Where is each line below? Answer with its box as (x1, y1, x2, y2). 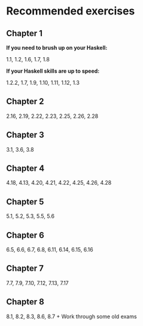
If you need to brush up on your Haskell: (6, 44, 108, 51)
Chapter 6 (6, 230, 45, 240)
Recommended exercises (6, 4, 135, 18)
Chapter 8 (6, 297, 45, 307)
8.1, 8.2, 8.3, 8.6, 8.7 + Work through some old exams (6, 313, 137, 320)
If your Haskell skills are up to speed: (6, 67, 100, 75)
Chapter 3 (6, 130, 45, 140)
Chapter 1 (6, 28, 43, 38)
